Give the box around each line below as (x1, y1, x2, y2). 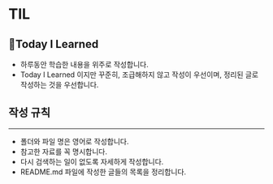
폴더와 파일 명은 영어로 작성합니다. (19, 136, 129, 146)
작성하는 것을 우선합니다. (19, 80, 99, 89)
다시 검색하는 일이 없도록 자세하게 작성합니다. (19, 156, 164, 166)
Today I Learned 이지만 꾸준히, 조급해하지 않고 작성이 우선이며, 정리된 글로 (19, 70, 259, 79)
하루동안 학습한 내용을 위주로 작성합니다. (19, 60, 149, 69)
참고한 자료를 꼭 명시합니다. (19, 147, 108, 156)
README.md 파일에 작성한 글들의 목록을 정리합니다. (19, 167, 187, 177)
